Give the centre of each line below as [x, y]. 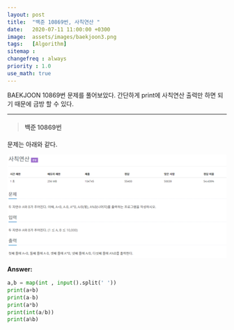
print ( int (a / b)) [31, 312]
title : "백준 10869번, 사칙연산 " [54, 22]
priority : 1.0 [29, 66]
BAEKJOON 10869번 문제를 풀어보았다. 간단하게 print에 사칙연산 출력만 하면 [112, 95]
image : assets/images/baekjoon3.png [62, 37]
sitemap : [22, 52]
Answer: [20, 269]
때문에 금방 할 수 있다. [44, 104]
